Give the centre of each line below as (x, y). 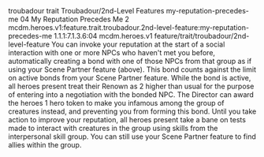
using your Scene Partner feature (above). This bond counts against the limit (132, 69)
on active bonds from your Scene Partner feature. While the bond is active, (130, 78)
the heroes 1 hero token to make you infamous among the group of (116, 103)
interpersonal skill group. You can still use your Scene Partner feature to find (132, 136)
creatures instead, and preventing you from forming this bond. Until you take (132, 111)
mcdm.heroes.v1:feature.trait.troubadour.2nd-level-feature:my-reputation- (129, 28)
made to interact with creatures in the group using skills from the (113, 128)
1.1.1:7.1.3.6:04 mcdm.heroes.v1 (103, 36)
